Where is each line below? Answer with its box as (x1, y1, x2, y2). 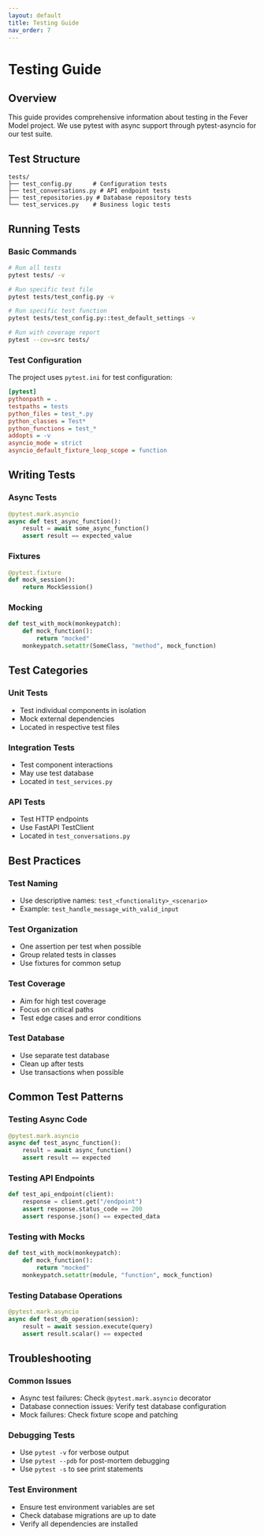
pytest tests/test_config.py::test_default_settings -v (8, 314, 195, 322)
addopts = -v (8, 432, 51, 440)
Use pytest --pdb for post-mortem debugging (19, 1456, 169, 1466)
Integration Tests (8, 742, 75, 753)
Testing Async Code (8, 1114, 88, 1125)
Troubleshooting (8, 1351, 92, 1365)
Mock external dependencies (19, 714, 115, 723)
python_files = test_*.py (8, 410, 93, 418)
